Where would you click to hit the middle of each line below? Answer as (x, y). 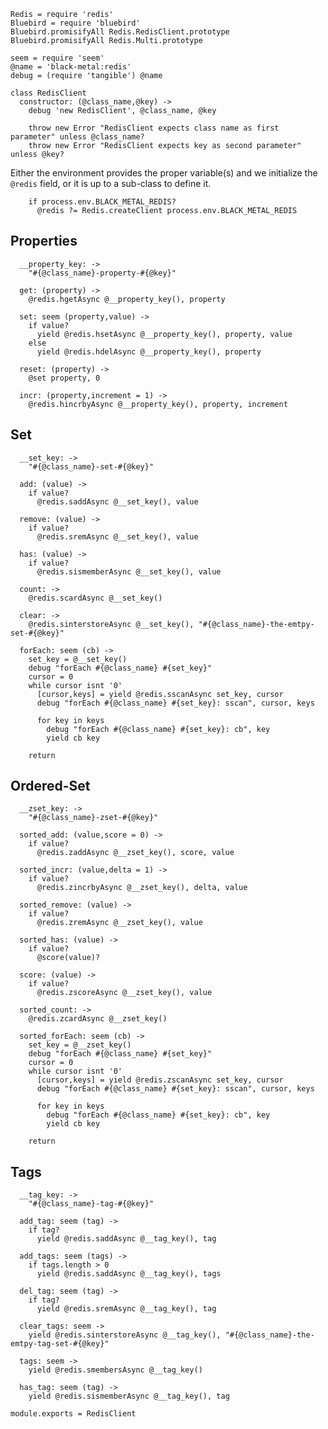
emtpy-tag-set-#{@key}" (60, 1344)
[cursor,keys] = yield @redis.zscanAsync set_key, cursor (160, 1080)
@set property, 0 (64, 378)
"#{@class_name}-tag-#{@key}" (91, 1204)
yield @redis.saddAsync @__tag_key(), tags (129, 1274)
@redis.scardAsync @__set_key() (95, 598)
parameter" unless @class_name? (77, 137)
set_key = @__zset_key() (80, 1045)
